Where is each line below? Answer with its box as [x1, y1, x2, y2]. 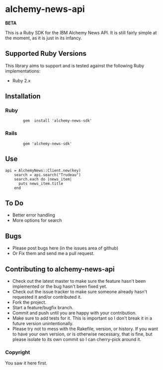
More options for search [12, 217, 62, 223]
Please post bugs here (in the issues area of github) [12, 245, 118, 251]
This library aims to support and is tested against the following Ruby [5, 62, 145, 68]
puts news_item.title [18, 181, 64, 186]
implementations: [5, 68, 41, 74]
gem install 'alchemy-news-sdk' [23, 118, 92, 123]
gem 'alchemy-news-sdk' [23, 141, 72, 146]
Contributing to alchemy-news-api [5, 265, 115, 273]
